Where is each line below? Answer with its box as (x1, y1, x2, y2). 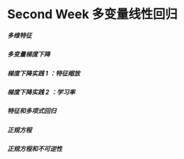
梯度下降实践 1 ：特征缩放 (7, 69, 80, 77)
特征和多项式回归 (7, 107, 56, 115)
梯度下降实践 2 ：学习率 (7, 88, 75, 96)
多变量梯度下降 (7, 50, 50, 59)
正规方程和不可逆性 (7, 144, 63, 153)
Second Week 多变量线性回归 (7, 6, 178, 22)
